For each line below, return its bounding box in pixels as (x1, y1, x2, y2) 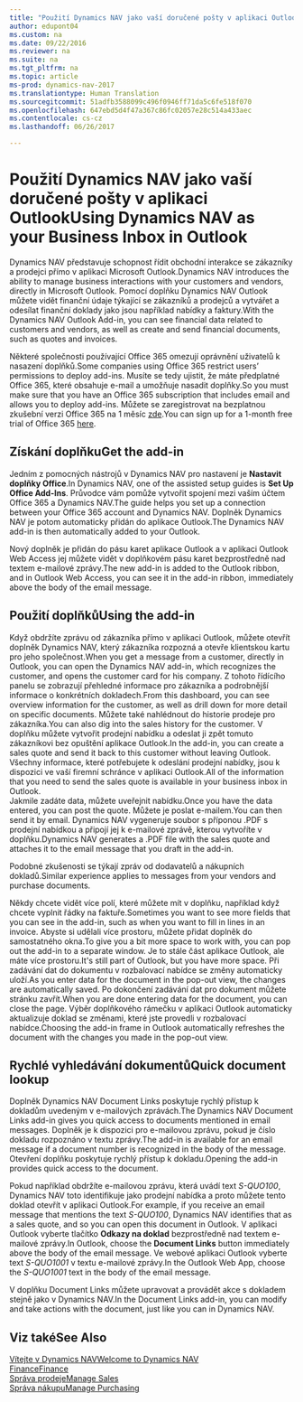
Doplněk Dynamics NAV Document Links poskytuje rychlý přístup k (9, 1096, 259, 1107)
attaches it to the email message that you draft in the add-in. (9, 843, 234, 854)
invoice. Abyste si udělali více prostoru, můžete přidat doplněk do (9, 926, 252, 937)
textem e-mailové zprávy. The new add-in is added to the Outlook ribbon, (9, 562, 280, 574)
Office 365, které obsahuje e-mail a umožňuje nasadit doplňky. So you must (9, 379, 289, 390)
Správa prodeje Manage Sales (9, 1373, 119, 1384)
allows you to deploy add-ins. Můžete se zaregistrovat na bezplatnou (9, 398, 266, 409)
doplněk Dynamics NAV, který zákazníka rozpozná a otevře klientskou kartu (9, 641, 290, 652)
